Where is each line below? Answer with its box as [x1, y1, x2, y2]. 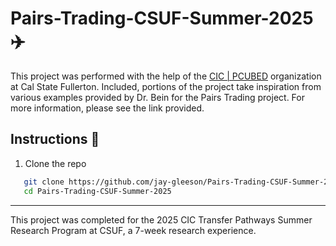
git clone [23, 177, 65, 187]
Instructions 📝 [10, 131, 100, 148]
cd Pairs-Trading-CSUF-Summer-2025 [23, 186, 172, 196]
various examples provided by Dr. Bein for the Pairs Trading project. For [10, 91, 305, 103]
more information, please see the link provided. [10, 102, 205, 114]
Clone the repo [24, 157, 87, 169]
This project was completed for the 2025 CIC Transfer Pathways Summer [10, 213, 313, 226]
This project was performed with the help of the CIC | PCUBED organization [10, 70, 322, 82]
